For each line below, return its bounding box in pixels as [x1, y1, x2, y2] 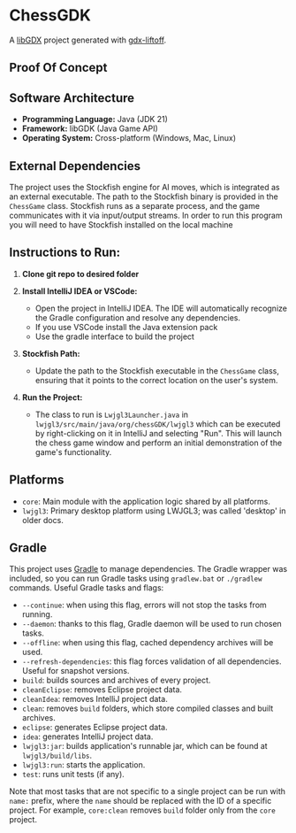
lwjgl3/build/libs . [21, 750, 93, 761]
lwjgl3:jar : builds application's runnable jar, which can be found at [21, 741, 268, 752]
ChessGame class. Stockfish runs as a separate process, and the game [9, 200, 261, 211]
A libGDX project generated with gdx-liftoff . [9, 35, 167, 45]
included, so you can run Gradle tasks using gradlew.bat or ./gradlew [9, 573, 262, 584]
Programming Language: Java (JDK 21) [21, 114, 168, 125]
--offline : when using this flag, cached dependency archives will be [21, 637, 274, 648]
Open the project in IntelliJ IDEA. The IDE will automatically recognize [34, 303, 287, 313]
